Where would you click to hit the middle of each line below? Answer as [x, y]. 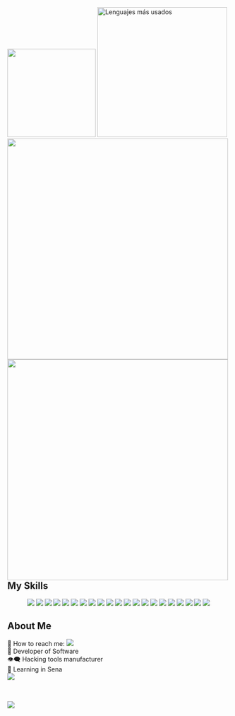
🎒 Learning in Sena [35, 669]
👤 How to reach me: [36, 644]
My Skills [28, 586]
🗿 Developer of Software [43, 651]
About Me [29, 626]
